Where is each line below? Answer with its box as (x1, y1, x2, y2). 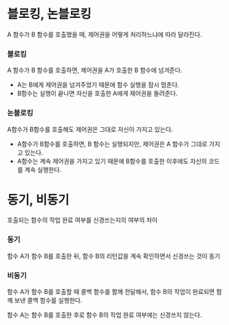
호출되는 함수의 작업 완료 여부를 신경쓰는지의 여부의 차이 (7, 216, 158, 224)
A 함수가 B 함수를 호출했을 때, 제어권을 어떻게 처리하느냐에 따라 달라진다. (7, 30, 202, 38)
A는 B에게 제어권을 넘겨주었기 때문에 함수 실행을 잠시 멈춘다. (17, 80, 180, 89)
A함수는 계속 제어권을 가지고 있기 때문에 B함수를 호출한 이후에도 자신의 (17, 157, 208, 165)
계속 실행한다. (24, 166, 62, 174)
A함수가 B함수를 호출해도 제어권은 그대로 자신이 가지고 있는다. (7, 125, 173, 133)
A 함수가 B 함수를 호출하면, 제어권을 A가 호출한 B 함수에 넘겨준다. (7, 66, 183, 74)
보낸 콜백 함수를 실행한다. (14, 296, 83, 304)
